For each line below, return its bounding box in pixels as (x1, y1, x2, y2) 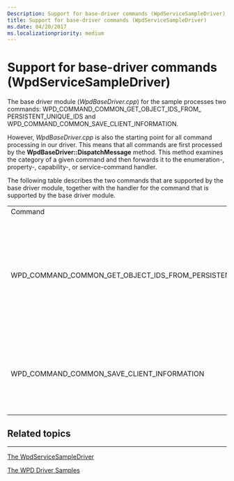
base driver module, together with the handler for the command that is (7, 184, 209, 192)
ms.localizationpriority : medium (7, 29, 104, 37)
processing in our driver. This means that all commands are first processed (7, 141, 223, 149)
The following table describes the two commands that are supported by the (7, 176, 224, 185)
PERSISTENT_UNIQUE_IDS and (7, 112, 96, 121)
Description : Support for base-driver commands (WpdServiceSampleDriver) (7, 10, 226, 17)
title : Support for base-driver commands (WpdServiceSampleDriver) (7, 17, 208, 24)
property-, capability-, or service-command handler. (7, 163, 157, 171)
